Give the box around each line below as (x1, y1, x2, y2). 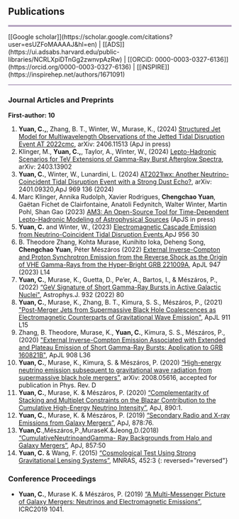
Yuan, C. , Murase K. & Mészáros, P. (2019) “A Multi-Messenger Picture (18, 490, 226, 498)
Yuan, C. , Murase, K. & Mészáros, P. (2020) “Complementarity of (18, 389, 209, 397)
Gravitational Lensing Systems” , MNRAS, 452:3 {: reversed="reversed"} (18, 457, 228, 465)
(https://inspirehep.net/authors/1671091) (8, 70, 126, 79)
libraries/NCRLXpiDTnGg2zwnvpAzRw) (8, 55, 123, 63)
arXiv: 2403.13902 (18, 162, 72, 171)
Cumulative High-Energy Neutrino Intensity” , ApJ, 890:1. (18, 403, 183, 412)
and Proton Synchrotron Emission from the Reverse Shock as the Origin (18, 253, 228, 262)
